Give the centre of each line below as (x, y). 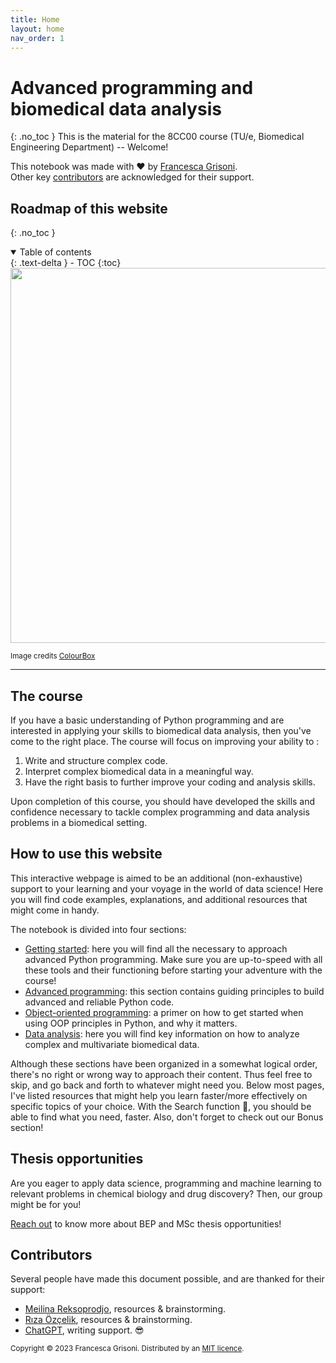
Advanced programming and (132, 87)
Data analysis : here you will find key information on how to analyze (162, 1033)
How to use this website (86, 854)
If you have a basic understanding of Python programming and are (147, 720)
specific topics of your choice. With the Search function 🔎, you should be (161, 1106)
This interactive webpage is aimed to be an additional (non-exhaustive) (156, 878)
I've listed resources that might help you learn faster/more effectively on (159, 1095)
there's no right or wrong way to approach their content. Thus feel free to (161, 1074)
